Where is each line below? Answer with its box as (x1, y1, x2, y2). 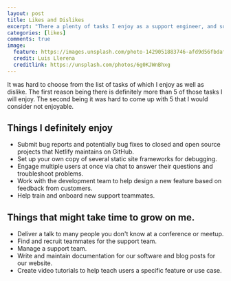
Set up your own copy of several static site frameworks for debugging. (16, 155, 218, 163)
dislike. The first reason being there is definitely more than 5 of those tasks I (7, 87, 223, 96)
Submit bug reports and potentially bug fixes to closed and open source (16, 140, 221, 149)
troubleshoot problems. (16, 169, 84, 178)
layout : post (7, 10, 45, 17)
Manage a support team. (16, 244, 87, 253)
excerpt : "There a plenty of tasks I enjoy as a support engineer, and (7, 23, 217, 30)
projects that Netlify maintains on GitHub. (16, 147, 135, 156)
